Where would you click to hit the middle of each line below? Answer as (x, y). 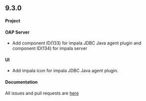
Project (13, 21)
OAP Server (17, 32)
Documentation (21, 82)
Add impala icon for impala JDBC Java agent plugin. (65, 71)
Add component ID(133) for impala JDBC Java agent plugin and (77, 43)
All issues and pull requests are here (42, 93)
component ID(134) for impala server (50, 49)
